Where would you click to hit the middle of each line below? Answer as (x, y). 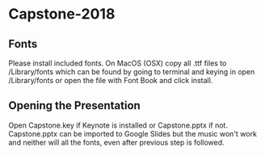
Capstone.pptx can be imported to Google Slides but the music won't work (132, 133)
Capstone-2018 (62, 14)
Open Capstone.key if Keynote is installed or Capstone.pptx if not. (118, 125)
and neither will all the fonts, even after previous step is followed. (116, 142)
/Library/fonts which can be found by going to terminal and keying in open (132, 72)
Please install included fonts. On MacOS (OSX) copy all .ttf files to (118, 63)
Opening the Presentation (75, 106)
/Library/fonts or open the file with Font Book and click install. (111, 80)
